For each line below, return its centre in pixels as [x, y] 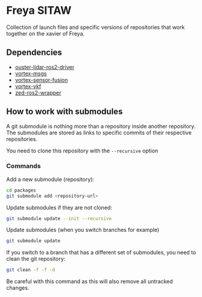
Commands [24, 166]
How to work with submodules [65, 112]
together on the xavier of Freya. [46, 33]
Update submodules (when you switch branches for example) [83, 230]
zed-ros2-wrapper [38, 92]
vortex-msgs [31, 73]
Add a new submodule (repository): [50, 179]
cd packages [21, 190]
